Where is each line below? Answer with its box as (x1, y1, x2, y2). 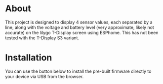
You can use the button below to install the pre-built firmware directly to (5, 68, 152, 74)
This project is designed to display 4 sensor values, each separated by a (5, 19, 153, 25)
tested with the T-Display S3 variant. (5, 35, 80, 41)
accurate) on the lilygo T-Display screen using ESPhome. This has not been (5, 29, 159, 35)
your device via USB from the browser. (5, 73, 84, 79)
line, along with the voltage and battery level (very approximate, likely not (5, 24, 154, 30)
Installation (5, 52, 52, 63)
